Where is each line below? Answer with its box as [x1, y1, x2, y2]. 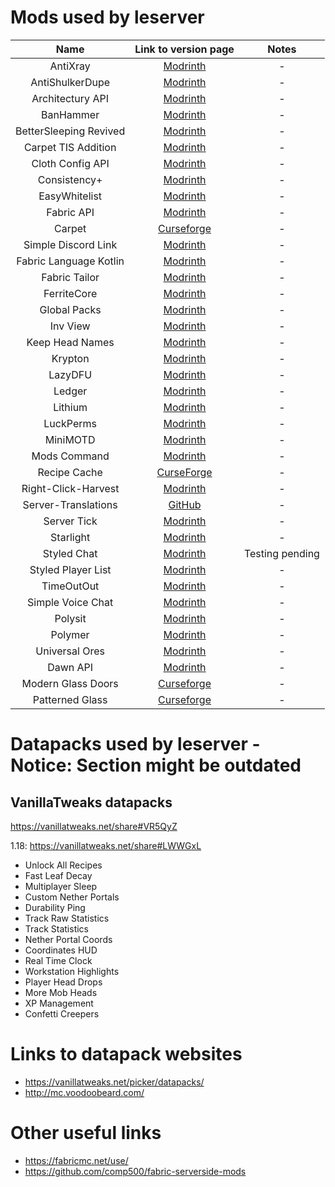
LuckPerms [43, 416, 97, 430]
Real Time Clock [24, 954, 93, 966]
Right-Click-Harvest [21, 481, 120, 495]
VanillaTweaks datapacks [10, 794, 173, 811]
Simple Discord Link [23, 237, 118, 251]
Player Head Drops [24, 976, 103, 988]
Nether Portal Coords [24, 933, 113, 945]
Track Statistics [24, 922, 90, 935]
